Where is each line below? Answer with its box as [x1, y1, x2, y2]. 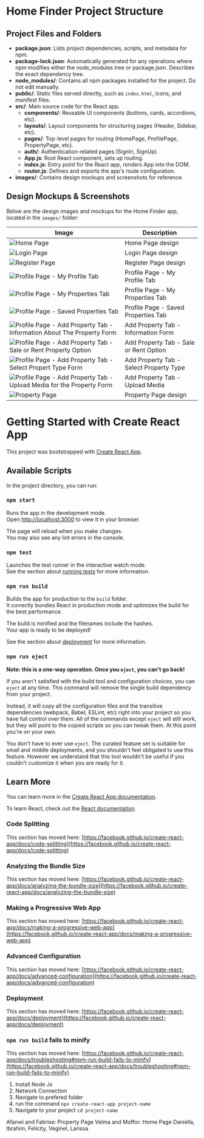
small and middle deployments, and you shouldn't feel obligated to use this [6, 746, 194, 753]
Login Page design [124, 248, 178, 257]
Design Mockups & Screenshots [6, 191, 130, 202]
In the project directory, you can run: [6, 481, 98, 489]
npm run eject [6, 653, 48, 660]
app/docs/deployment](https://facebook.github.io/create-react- [6, 1014, 166, 1022]
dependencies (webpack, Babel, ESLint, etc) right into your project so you [6, 708, 191, 716]
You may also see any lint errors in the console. [6, 534, 124, 541]
